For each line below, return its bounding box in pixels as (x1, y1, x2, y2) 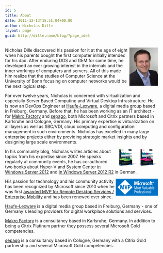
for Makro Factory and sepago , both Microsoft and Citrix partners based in (5, 113, 154, 119)
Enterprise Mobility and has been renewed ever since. (5, 194, 113, 200)
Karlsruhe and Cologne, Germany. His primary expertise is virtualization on (5, 119, 154, 124)
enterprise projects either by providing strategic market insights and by (5, 134, 147, 140)
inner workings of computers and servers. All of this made (5, 68, 121, 74)
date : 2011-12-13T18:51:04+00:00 (5, 18, 73, 23)
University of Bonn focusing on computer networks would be (5, 78, 127, 84)
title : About (5, 13, 32, 18)
